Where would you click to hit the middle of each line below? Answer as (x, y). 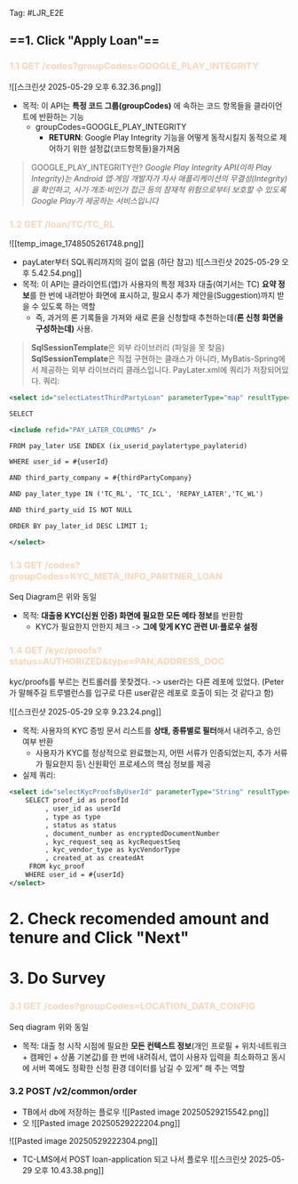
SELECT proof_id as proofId (77, 801)
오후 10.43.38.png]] (69, 1170)
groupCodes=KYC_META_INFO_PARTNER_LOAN (116, 576)
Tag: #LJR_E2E (37, 13)
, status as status (81, 825)
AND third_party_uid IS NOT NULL (71, 511)
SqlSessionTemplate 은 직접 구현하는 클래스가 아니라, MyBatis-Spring (155, 358)
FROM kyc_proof (57, 866)
